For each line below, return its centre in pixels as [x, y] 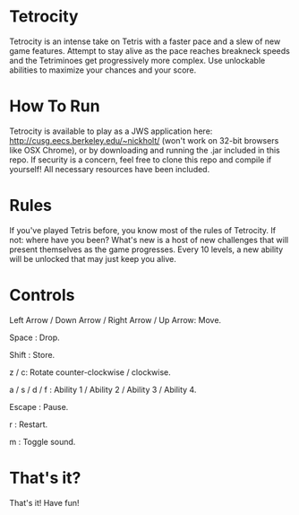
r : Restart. [29, 424]
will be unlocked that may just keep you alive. [93, 258]
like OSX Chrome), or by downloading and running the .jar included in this [145, 150]
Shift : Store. [32, 354]
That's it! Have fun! [44, 502]
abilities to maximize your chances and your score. [103, 70]
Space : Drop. [34, 337]
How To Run [55, 106]
